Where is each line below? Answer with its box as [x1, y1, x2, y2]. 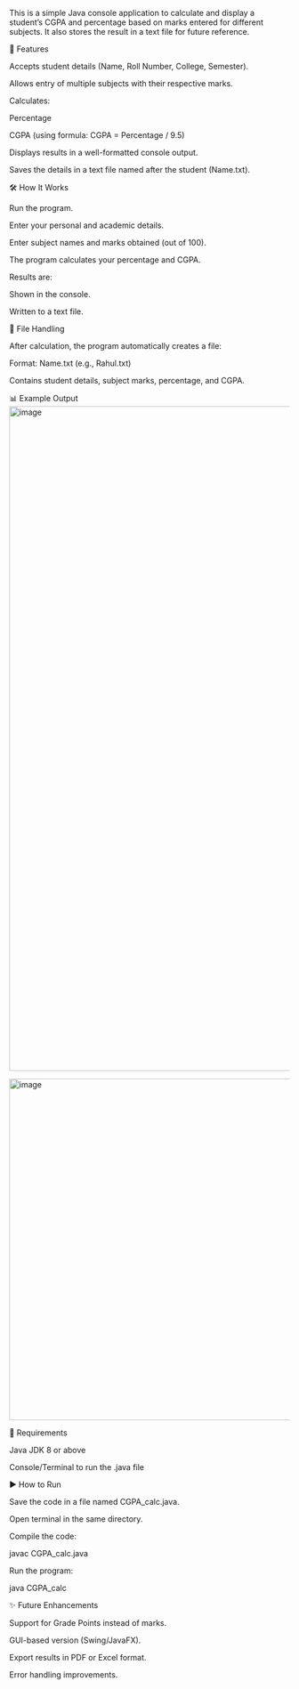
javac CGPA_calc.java [9, 1548, 89, 1558]
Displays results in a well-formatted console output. [9, 147, 198, 158]
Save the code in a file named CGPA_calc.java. [9, 1497, 180, 1507]
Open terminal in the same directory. [9, 1514, 143, 1524]
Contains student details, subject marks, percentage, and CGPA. [9, 376, 245, 385]
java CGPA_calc [9, 1583, 67, 1593]
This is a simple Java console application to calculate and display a [9, 8, 255, 18]
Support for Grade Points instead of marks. [9, 1618, 167, 1628]
